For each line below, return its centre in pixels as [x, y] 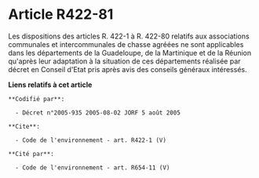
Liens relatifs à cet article [50, 85]
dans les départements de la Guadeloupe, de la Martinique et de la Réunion [130, 53]
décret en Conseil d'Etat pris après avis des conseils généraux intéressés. [128, 69]
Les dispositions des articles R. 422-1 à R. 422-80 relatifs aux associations [129, 36]
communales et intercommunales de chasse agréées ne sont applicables [126, 44]
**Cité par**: [31, 154]
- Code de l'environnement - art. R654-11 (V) [93, 167]
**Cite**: [24, 126]
